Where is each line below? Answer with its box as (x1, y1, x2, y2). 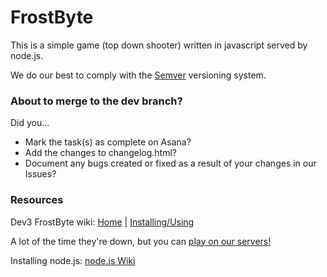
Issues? (24, 168, 57, 180)
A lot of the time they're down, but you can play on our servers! (10, 235, 272, 247)
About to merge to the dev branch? (10, 94, 183, 108)
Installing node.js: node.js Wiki (10, 254, 136, 266)
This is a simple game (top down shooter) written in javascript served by (10, 39, 308, 51)
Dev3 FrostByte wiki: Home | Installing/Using (10, 216, 195, 228)
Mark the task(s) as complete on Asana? (24, 136, 192, 148)
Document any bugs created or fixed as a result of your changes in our (24, 157, 317, 170)
